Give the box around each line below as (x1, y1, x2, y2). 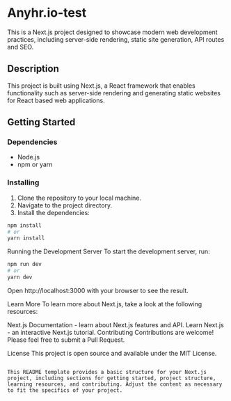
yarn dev (7, 274, 33, 281)
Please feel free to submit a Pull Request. (7, 336, 125, 344)
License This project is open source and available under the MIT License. (7, 349, 217, 357)
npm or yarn (17, 160, 53, 168)
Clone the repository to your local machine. (17, 194, 141, 202)
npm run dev (7, 261, 42, 268)
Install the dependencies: (17, 208, 90, 217)
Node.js (17, 153, 40, 162)
